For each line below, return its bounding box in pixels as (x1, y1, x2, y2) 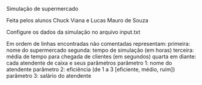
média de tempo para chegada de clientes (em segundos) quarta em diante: (6, 53, 197, 60)
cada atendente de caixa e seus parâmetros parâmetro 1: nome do (6, 60, 172, 66)
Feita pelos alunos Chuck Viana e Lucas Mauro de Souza (6, 17, 149, 24)
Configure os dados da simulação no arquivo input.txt (6, 28, 141, 36)
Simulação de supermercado (6, 5, 79, 12)
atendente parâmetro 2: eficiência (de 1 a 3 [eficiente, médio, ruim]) (6, 66, 175, 73)
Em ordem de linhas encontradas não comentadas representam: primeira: (6, 40, 190, 47)
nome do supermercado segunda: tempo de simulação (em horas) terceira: (6, 46, 194, 54)
